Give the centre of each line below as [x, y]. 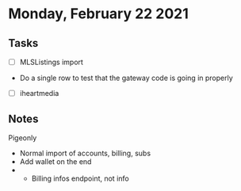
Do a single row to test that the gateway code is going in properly [126, 78]
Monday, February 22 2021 [98, 14]
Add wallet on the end [55, 161]
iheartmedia [39, 94]
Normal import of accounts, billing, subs [85, 153]
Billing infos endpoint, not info [80, 178]
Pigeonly [23, 138]
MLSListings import [51, 62]
